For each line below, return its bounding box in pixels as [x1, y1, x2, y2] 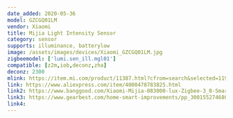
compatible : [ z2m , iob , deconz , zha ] [7, 62, 107, 69]
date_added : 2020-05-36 [7, 10, 76, 17]
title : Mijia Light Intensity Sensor [7, 29, 116, 37]
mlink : [7, 74, 26, 82]
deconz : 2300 [7, 68, 45, 75]
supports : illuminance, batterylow [7, 42, 110, 49]
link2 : [7, 87, 26, 94]
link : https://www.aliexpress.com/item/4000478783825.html [7, 81, 182, 88]
